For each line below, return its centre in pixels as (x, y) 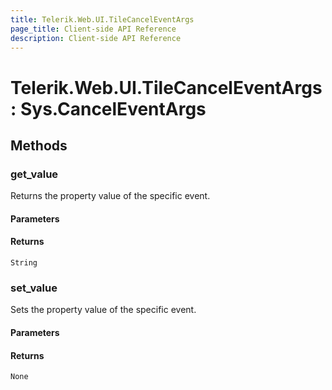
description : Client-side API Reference (96, 38)
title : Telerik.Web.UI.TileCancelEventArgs (102, 19)
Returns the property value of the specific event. (110, 196)
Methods (39, 145)
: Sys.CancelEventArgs (108, 108)
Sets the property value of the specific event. (103, 310)
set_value (34, 288)
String (24, 263)
